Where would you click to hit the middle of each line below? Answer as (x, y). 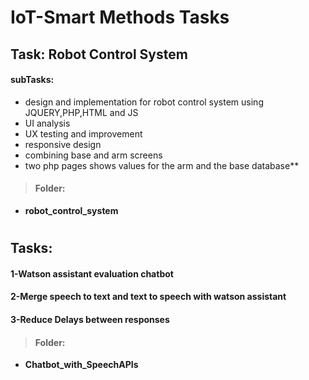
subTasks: (32, 80)
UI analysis (47, 123)
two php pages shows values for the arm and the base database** (162, 165)
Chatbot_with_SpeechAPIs (81, 365)
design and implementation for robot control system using (144, 102)
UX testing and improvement (83, 133)
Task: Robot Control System (99, 54)
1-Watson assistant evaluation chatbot (92, 273)
